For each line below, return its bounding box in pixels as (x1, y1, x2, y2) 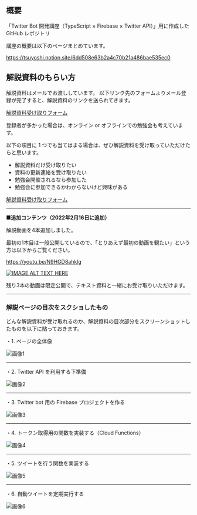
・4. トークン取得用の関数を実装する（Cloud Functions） (6, 429, 144, 436)
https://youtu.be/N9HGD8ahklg (6, 258, 82, 265)
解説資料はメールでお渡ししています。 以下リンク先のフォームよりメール (6, 89, 182, 96)
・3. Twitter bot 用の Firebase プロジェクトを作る (6, 398, 125, 406)
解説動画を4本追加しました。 (6, 226, 77, 234)
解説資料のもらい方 (6, 72, 76, 82)
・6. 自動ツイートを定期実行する (6, 490, 84, 497)
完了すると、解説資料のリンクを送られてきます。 (16, 97, 134, 104)
